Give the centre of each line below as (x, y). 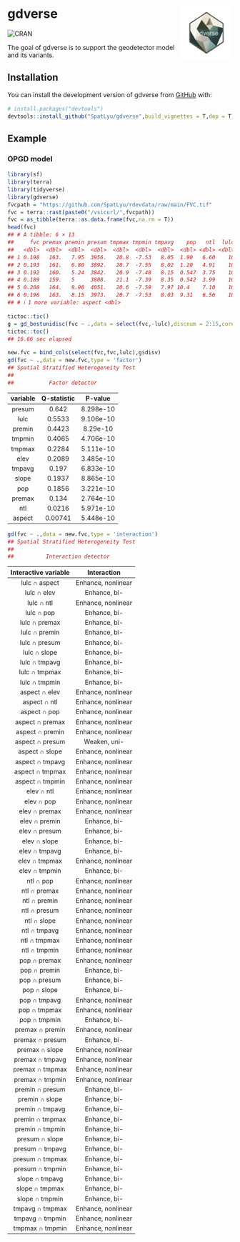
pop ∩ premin (40, 970)
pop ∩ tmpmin (40, 1020)
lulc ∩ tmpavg (40, 662)
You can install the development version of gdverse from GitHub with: (110, 94)
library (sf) (25, 175)
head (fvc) (22, 227)
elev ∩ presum (40, 831)
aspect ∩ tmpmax (40, 771)
